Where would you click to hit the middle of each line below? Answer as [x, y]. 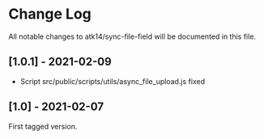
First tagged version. [43, 126]
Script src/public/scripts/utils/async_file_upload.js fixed [112, 81]
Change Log [50, 14]
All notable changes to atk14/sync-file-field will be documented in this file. [132, 36]
